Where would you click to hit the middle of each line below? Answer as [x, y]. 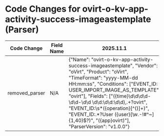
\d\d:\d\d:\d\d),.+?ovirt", [120, 102]
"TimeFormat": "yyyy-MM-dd [103, 78]
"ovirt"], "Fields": [88, 96]
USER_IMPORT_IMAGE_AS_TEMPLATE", [114, 90]
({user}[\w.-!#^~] [134, 114]
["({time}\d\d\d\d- [130, 96]
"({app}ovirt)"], [113, 120]
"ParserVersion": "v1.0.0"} [99, 126]
